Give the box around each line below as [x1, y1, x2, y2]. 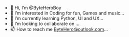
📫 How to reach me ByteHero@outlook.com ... [10, 26, 109, 32]
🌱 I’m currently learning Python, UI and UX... [10, 15, 104, 21]
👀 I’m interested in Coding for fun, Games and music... [10, 10, 124, 16]
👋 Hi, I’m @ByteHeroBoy [10, 5, 61, 10]
